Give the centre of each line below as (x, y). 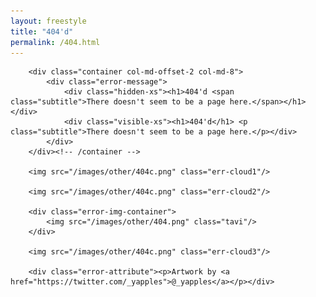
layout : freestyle (48, 21)
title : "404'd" (42, 31)
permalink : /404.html (55, 42)
